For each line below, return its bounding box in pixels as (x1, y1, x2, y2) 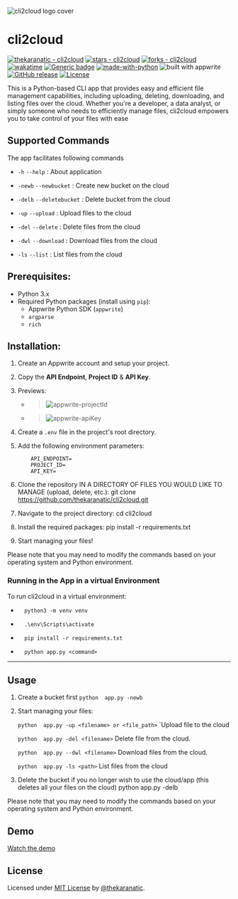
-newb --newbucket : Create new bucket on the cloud (17, 181, 169, 190)
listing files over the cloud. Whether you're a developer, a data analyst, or (7, 99, 221, 107)
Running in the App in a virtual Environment (7, 576, 160, 586)
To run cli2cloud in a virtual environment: (7, 592, 127, 601)
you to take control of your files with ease (7, 114, 129, 122)
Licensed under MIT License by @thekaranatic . (7, 883, 145, 892)
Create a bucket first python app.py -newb (17, 693, 143, 701)
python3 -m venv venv (24, 607, 89, 614)
